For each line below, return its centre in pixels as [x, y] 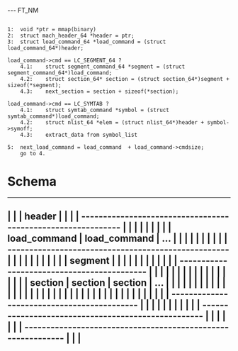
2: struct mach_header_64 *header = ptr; [71, 35]
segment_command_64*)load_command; [60, 73]
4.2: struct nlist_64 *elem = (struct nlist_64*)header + [112, 123]
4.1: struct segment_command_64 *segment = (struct [103, 67]
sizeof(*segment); [34, 85]
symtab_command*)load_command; [53, 116]
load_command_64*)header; [45, 48]
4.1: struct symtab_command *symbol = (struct [95, 110]
